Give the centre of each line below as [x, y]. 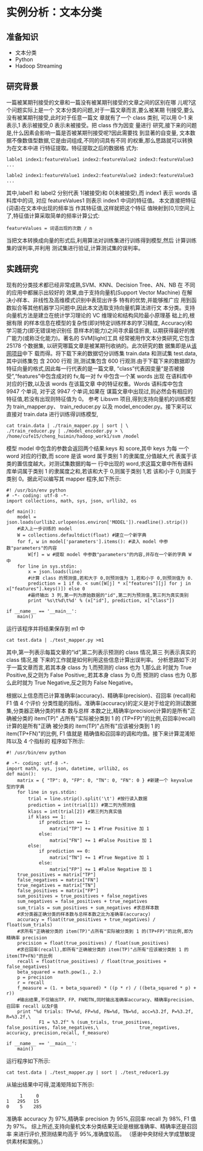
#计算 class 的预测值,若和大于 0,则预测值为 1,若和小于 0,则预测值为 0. [111, 578]
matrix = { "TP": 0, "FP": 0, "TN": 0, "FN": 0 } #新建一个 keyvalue [105, 780]
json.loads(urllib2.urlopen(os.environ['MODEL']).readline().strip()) [97, 522]
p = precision [35, 977]
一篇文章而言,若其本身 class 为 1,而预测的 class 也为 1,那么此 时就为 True [101, 667]
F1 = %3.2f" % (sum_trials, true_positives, [96, 1022]
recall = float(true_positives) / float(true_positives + [92, 961]
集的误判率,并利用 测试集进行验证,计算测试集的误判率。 [75, 248]
